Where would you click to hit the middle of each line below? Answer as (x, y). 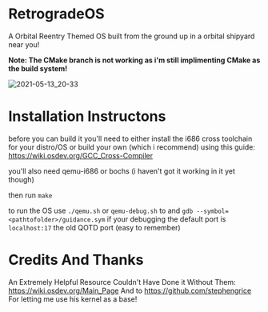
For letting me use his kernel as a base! (73, 299)
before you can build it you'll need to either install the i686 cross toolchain (130, 138)
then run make (30, 195)
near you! (24, 44)
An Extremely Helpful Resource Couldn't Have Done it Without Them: (122, 282)
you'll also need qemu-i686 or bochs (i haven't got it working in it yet (122, 171)
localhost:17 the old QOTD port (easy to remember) (95, 227)
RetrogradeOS (57, 14)
